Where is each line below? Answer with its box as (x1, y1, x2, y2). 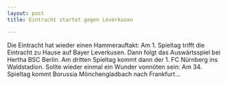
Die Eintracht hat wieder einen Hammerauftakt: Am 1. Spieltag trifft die (7, 41, 205, 49)
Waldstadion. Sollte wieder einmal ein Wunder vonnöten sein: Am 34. (7, 63, 202, 71)
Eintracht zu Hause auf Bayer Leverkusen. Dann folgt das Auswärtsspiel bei (7, 48, 221, 56)
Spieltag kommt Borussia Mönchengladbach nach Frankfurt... (7, 69, 180, 78)
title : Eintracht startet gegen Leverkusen (7, 16, 134, 23)
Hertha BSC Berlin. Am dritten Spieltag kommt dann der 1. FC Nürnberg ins (7, 55, 218, 63)
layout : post (7, 10, 45, 17)
